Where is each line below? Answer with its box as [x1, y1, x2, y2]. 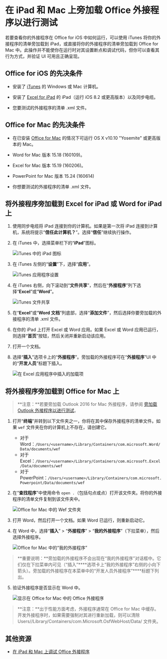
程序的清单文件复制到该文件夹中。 [12, 496, 83, 502]
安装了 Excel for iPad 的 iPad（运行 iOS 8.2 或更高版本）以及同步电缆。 [12, 94, 159, 100]
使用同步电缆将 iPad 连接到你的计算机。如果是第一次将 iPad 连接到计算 [12, 223, 158, 229]
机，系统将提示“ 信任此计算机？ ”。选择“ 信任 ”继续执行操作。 [12, 229, 134, 235]
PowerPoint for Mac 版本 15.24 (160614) [12, 173, 95, 179]
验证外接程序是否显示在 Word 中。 [12, 585, 83, 591]
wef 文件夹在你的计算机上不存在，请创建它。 [18, 424, 110, 430]
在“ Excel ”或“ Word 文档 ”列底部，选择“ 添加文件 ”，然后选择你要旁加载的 [12, 310, 158, 316]
